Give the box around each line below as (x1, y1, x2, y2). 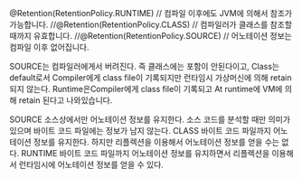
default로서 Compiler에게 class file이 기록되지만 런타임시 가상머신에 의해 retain (9, 72, 292, 83)
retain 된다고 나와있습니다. (18, 95, 113, 106)
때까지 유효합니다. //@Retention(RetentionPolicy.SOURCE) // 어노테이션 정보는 (9, 31, 292, 41)
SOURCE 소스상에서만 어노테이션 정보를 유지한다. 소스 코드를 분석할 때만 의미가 (9, 114, 291, 125)
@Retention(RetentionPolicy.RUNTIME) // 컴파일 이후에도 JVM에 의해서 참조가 (9, 8, 292, 18)
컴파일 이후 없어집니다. (9, 42, 90, 52)
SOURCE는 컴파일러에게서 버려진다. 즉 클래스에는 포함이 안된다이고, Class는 (9, 61, 280, 71)
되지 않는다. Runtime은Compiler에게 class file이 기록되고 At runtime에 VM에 (9, 84, 283, 94)
